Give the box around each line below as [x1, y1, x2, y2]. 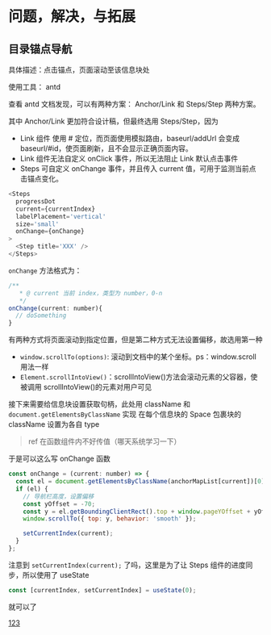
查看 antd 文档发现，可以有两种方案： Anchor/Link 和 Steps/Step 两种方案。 [8, 99, 261, 109]
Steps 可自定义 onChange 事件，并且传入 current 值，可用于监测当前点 [19, 164, 256, 173]
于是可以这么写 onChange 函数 [8, 453, 110, 464]
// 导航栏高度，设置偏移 [23, 492, 94, 500]
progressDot [15, 197, 56, 206]
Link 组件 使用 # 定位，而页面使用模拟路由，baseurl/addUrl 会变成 [19, 134, 240, 143]
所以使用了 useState [22, 570, 90, 579]
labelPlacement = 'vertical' [15, 212, 106, 220]
